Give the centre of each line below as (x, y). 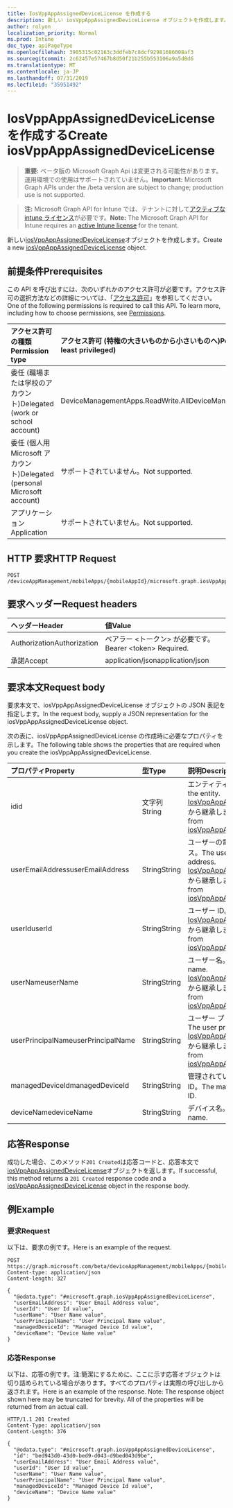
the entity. (204, 793)
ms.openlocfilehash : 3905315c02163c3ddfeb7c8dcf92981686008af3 (101, 53)
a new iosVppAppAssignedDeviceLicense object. (77, 248)
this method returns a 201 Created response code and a (87, 1179)
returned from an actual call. (48, 1407)
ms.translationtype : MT (42, 65)
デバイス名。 (209, 1109)
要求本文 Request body (56, 687)
